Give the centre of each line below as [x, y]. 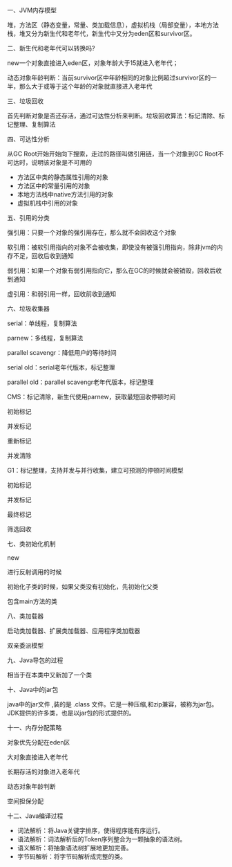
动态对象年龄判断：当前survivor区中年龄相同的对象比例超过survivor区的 [109, 77]
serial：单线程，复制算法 [42, 323]
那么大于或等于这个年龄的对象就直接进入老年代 [86, 86]
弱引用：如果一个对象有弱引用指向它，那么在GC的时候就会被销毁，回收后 [112, 271]
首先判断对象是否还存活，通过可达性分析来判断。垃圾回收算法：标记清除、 [113, 116]
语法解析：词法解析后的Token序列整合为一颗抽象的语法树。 [101, 839]
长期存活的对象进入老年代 [43, 772]
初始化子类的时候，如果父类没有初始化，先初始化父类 [83, 586]
